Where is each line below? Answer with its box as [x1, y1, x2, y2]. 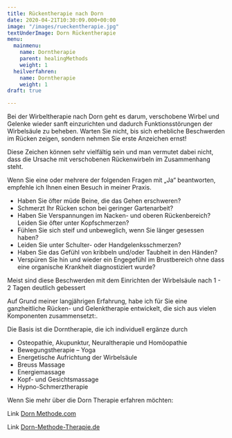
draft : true [7, 87, 42, 94]
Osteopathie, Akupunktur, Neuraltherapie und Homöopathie [17, 338, 188, 347]
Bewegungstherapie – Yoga [17, 346, 96, 354]
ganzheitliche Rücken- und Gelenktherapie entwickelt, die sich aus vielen [7, 304, 217, 313]
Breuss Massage [17, 361, 66, 369]
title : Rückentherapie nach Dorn [7, 10, 104, 17]
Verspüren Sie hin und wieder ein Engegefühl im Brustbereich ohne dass [17, 255, 225, 264]
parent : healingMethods [19, 55, 89, 62]
